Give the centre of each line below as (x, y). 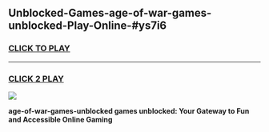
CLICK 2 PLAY (36, 78)
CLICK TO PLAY (39, 49)
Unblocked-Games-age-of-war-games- (110, 13)
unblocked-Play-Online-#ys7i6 (87, 26)
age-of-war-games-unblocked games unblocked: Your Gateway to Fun (129, 110)
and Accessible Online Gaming (60, 119)
